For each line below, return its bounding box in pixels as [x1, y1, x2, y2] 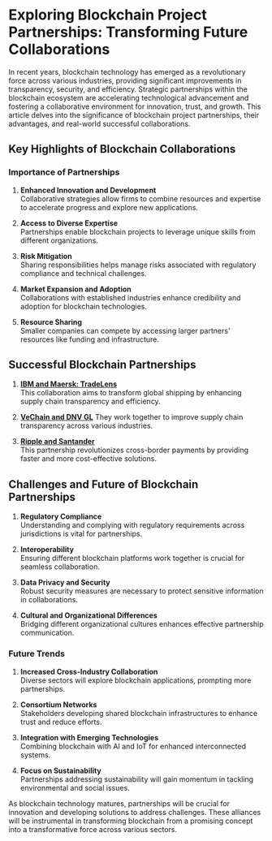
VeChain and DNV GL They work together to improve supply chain [19, 412, 244, 422]
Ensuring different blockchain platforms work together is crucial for [19, 554, 245, 563]
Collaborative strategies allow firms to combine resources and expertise [19, 193, 261, 204]
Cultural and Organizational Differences [19, 610, 158, 620]
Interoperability [19, 545, 75, 554]
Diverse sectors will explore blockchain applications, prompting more [19, 675, 252, 685]
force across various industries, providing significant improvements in [8, 75, 242, 85]
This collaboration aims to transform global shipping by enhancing [19, 388, 242, 398]
